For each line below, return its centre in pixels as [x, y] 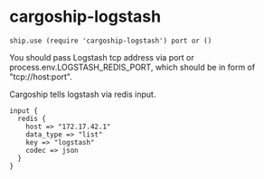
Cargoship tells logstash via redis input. [83, 94]
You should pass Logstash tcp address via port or [102, 57]
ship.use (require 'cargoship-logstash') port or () [111, 41]
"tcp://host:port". [41, 76]
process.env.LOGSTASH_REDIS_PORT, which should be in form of [132, 67]
